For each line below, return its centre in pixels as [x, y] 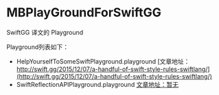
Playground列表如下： [38, 46]
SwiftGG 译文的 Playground [45, 32]
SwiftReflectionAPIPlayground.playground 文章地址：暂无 [97, 84]
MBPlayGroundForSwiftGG [84, 13]
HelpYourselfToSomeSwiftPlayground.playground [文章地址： [103, 61]
